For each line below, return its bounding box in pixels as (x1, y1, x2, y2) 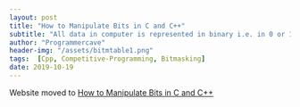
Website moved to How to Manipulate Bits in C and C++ (9, 86, 214, 98)
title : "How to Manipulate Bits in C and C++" (9, 21, 186, 30)
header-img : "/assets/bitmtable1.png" (9, 46, 154, 55)
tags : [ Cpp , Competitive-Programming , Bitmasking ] (9, 54, 205, 63)
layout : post (9, 12, 58, 22)
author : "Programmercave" (9, 37, 105, 47)
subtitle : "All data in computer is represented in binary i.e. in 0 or (9, 29, 286, 38)
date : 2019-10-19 (9, 63, 74, 72)
